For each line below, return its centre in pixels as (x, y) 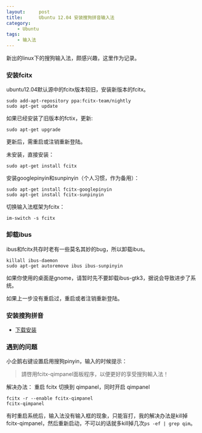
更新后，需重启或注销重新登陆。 (46, 142)
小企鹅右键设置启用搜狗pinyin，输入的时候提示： (67, 362)
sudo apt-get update (32, 107)
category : (19, 23)
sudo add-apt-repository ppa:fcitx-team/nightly (69, 101)
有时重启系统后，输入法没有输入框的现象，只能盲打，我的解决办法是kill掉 (97, 416)
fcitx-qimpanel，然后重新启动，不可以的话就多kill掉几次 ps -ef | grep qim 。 (101, 423)
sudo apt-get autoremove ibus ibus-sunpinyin (64, 266)
